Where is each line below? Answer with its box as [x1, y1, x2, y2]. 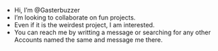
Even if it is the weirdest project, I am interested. [13, 21, 155, 29]
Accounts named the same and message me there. [13, 36, 163, 44]
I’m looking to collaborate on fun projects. [13, 13, 136, 22]
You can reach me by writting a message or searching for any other [13, 28, 211, 36]
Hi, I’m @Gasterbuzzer [13, 6, 80, 14]
